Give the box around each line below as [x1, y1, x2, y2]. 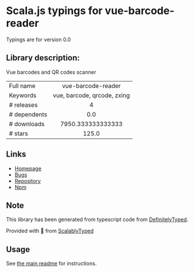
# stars [9, 129, 28, 137]
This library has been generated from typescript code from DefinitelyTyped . [6, 216, 189, 223]
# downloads [9, 120, 45, 128]
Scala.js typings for [6, 4, 103, 18]
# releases [9, 101, 38, 109]
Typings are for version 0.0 [6, 36, 71, 43]
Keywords [9, 91, 37, 99]
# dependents [9, 110, 48, 118]
